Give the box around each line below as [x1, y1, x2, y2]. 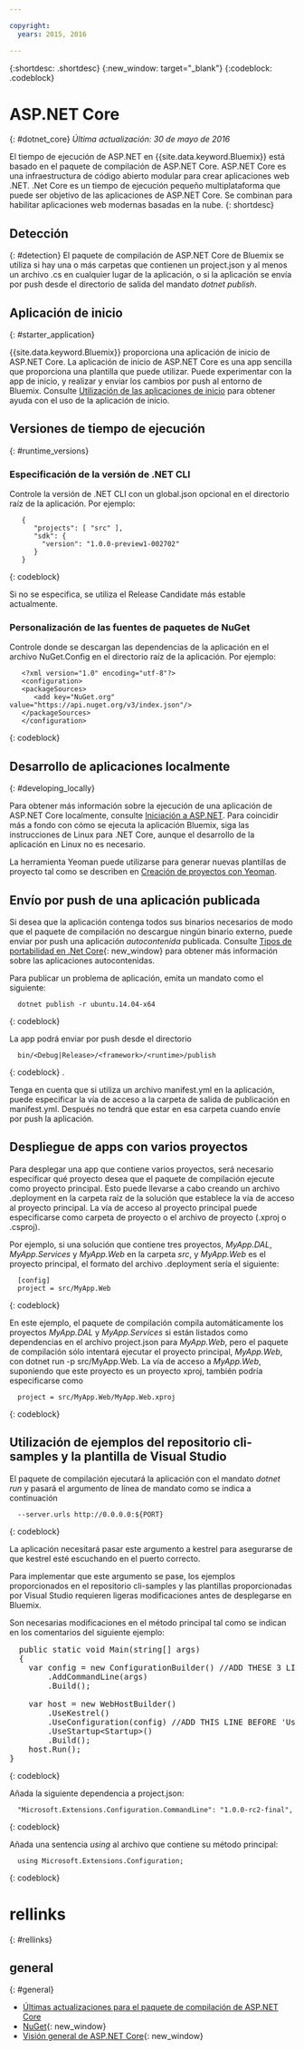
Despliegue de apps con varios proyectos [9, 1139, 249, 1155]
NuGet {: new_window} [22, 2021, 107, 2032]
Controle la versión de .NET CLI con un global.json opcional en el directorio [9, 489, 290, 500]
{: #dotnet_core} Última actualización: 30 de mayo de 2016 [9, 133, 231, 145]
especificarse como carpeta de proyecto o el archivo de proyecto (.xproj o [9, 1212, 287, 1223]
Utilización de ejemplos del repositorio [9, 1435, 231, 1450]
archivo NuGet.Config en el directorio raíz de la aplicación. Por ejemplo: [9, 651, 277, 662]
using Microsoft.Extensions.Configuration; [17, 1856, 184, 1865]
